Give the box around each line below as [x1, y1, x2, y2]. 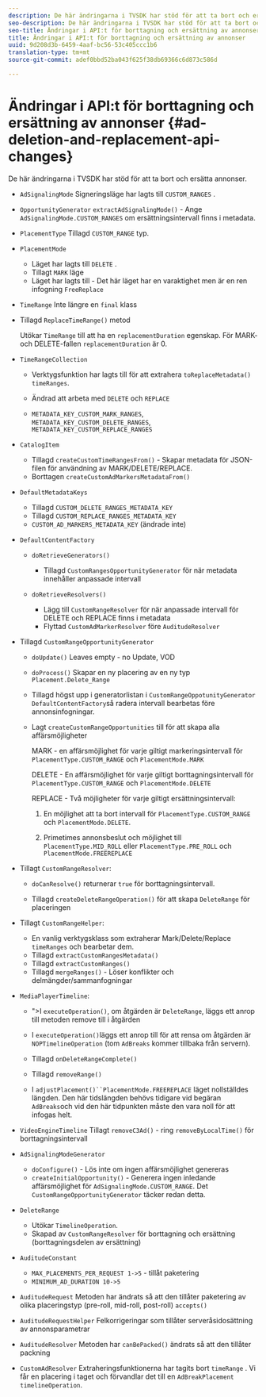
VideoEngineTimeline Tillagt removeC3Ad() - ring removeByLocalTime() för [19, 1125, 255, 1134]
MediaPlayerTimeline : [19, 991, 89, 1000]
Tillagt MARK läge [31, 267, 85, 277]
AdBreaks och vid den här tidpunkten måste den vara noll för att [31, 1101, 236, 1111]
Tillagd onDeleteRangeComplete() [31, 1054, 138, 1063]
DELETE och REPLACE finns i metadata [43, 612, 171, 623]
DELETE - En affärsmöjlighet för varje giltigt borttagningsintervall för [31, 770, 254, 779]
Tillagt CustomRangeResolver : [19, 863, 112, 873]
